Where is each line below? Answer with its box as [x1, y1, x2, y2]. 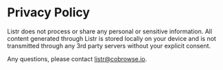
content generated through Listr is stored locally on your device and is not [7, 34, 216, 42]
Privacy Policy [7, 5, 91, 20]
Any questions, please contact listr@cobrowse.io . [7, 54, 148, 63]
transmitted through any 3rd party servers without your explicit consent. [7, 41, 211, 50]
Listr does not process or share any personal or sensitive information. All [7, 27, 213, 35]
